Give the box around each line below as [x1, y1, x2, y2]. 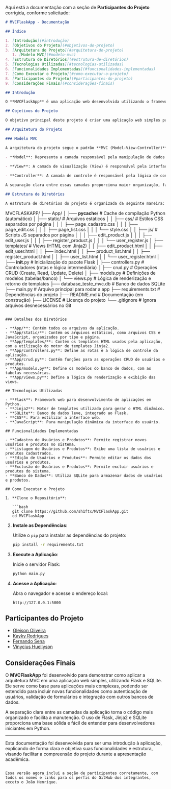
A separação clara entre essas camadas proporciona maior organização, [5, 182, 160, 188]
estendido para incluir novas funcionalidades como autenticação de [5, 688, 148, 695]
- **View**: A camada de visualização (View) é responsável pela [5, 164, 147, 169]
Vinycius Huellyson [12, 643, 53, 650]
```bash [12, 504, 28, 510]
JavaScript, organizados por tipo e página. [5, 334, 101, 340]
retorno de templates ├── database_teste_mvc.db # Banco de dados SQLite [5, 280, 165, 286]
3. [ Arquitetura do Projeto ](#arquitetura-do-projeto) [5, 47, 124, 53]
